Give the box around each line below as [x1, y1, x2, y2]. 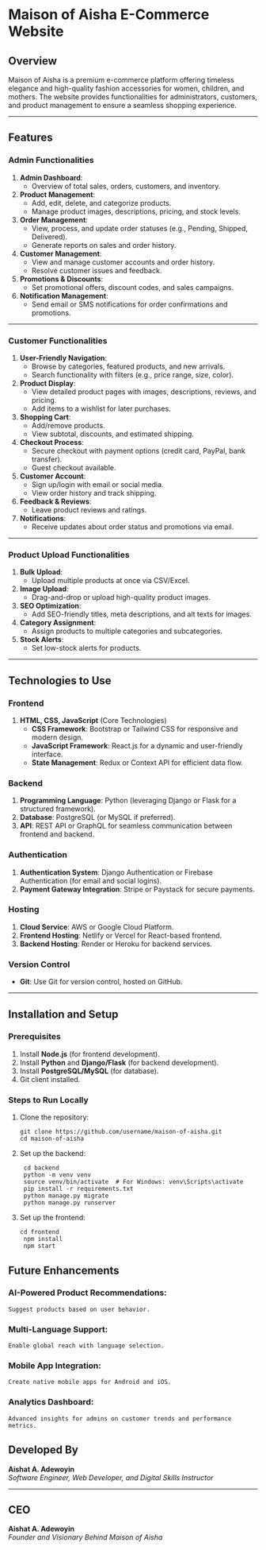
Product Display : [19, 378, 76, 388]
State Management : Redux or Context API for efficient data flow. [31, 757, 243, 767]
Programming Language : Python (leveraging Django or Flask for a [19, 796, 237, 806]
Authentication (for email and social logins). [19, 875, 162, 885]
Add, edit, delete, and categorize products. [31, 198, 172, 207]
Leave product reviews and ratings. [31, 504, 147, 514]
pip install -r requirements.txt [23, 1185, 134, 1193]
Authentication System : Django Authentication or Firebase [19, 868, 214, 877]
